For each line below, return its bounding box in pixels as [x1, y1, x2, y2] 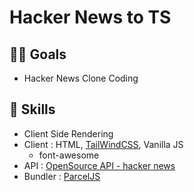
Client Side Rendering [23, 127, 114, 140]
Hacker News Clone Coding [23, 72, 139, 84]
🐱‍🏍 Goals [9, 46, 67, 63]
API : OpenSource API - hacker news [23, 159, 176, 171]
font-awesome [38, 149, 100, 161]
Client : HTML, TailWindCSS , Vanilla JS [23, 138, 184, 150]
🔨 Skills [9, 101, 56, 118]
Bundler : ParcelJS [23, 170, 101, 182]
